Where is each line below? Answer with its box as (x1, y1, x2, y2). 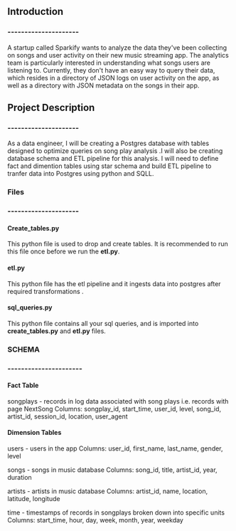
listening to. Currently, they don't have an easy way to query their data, (7, 65, 215, 74)
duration (7, 473, 32, 482)
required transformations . (7, 287, 84, 295)
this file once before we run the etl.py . (7, 247, 120, 256)
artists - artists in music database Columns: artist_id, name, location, (7, 487, 208, 495)
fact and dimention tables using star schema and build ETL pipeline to (7, 162, 212, 170)
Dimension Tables (7, 429, 62, 437)
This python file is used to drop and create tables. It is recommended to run (7, 240, 229, 248)
